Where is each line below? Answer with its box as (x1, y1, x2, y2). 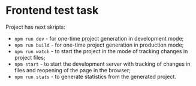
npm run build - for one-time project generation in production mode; (14, 41, 184, 48)
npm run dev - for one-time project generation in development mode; (14, 35, 184, 42)
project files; (14, 54, 46, 61)
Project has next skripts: (5, 23, 65, 30)
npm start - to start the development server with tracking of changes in (14, 60, 191, 67)
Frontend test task (5, 4, 99, 17)
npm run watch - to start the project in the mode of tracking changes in (14, 47, 188, 54)
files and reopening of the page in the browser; (14, 66, 131, 73)
